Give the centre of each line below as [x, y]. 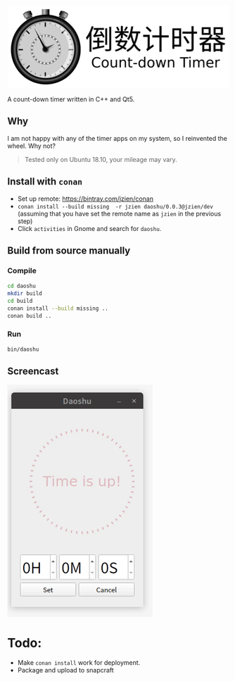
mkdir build [25, 294]
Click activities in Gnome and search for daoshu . [89, 228]
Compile [22, 270]
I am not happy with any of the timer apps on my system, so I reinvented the [117, 138]
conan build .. [30, 315]
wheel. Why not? [32, 146]
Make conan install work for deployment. [79, 662]
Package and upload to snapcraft [65, 670]
